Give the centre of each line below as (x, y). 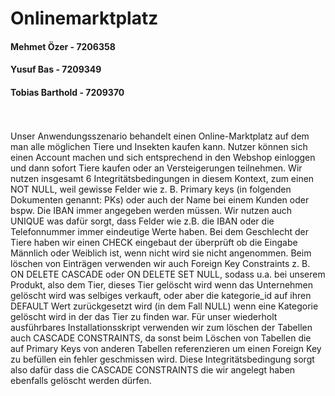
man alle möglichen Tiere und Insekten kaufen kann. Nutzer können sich (159, 146)
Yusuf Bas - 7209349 (56, 69)
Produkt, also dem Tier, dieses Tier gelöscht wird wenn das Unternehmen (162, 284)
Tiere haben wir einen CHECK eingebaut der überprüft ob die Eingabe (154, 242)
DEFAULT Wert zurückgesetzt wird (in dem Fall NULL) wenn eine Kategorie (164, 306)
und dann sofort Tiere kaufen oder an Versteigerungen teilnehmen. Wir (156, 168)
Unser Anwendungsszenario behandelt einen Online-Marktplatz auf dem (160, 136)
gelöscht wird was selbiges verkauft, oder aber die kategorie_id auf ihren (161, 295)
